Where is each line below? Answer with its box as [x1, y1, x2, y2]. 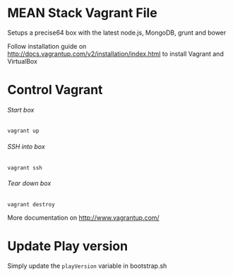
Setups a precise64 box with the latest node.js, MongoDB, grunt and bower [7, 28, 227, 37]
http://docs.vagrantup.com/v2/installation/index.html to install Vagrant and [7, 49, 224, 58]
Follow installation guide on [7, 42, 87, 50]
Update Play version [7, 238, 129, 254]
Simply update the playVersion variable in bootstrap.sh [7, 261, 167, 270]
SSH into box [7, 142, 46, 151]
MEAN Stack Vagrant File [7, 5, 157, 21]
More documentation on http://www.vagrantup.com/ [7, 213, 160, 222]
